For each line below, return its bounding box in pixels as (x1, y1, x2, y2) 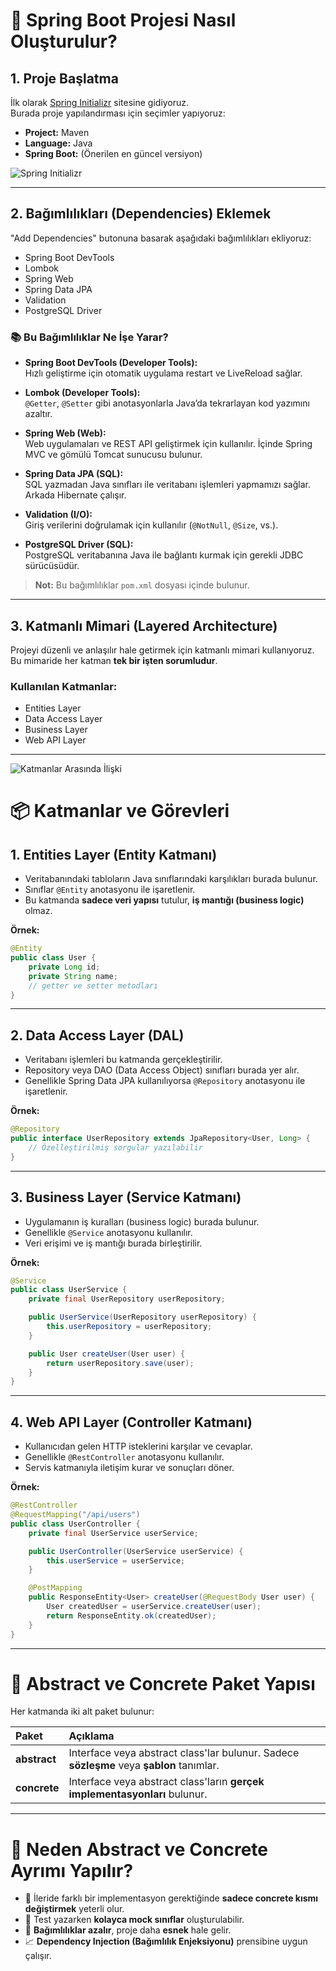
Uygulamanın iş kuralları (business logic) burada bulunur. (24, 1215, 260, 1228)
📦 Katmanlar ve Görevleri (10, 800, 230, 823)
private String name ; (28, 971, 118, 981)
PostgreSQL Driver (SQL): (24, 539, 134, 551)
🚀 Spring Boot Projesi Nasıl (10, 9, 237, 32)
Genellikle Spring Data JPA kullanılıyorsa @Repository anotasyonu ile (24, 1075, 306, 1087)
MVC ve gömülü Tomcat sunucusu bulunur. (24, 449, 203, 461)
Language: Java (24, 137, 93, 149)
